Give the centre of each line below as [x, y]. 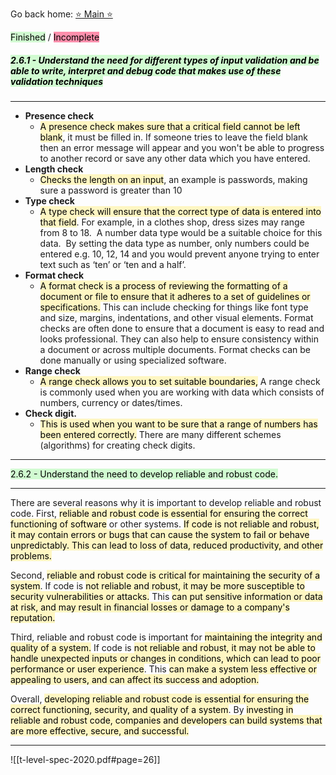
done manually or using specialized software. [133, 360]
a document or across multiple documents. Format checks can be [175, 349]
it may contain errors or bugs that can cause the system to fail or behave [160, 534]
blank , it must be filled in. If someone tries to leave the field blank [173, 137]
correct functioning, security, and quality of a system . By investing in [152, 709]
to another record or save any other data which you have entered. [175, 158]
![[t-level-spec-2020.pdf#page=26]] [85, 759]
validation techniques [57, 81]
